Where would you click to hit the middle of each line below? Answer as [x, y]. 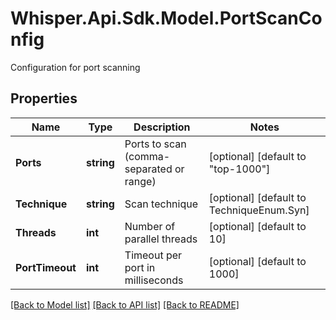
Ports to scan [155, 144]
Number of [150, 226]
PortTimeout [46, 267]
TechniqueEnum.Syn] [259, 210]
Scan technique [161, 204]
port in [140, 267]
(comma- [147, 156]
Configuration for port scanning [75, 67]
